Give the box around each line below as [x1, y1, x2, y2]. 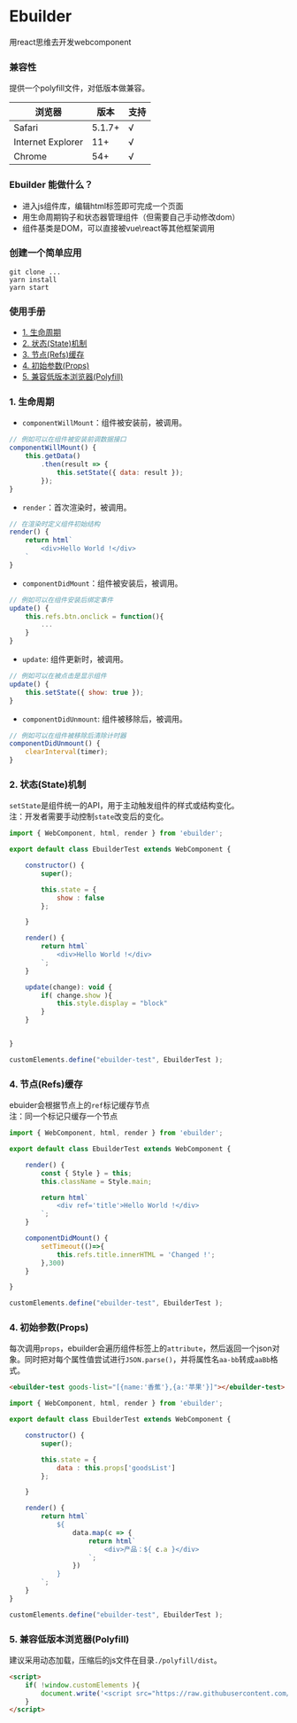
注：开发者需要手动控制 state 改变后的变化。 [9, 811, 169, 822]
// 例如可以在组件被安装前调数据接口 [9, 435, 126, 444]
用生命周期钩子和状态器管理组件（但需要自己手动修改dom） [21, 211, 240, 222]
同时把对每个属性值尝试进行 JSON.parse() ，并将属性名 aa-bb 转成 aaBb [24, 1354, 271, 1365]
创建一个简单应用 [9, 246, 82, 259]
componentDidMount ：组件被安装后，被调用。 [21, 578, 183, 589]
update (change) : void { [25, 982, 113, 992]
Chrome [13, 151, 47, 163]
